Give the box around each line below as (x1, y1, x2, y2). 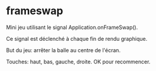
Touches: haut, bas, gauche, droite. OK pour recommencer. (6, 58, 151, 65)
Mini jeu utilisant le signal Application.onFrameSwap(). (6, 24, 138, 31)
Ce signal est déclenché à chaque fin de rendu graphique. (6, 35, 148, 42)
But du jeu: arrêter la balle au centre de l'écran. (6, 46, 121, 54)
